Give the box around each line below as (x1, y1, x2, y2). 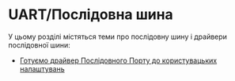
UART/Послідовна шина (8, 6, 174, 24)
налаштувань (19, 64, 65, 73)
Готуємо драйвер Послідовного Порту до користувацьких (19, 56, 218, 65)
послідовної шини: (8, 40, 71, 49)
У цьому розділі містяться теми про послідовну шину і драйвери (8, 32, 228, 41)
